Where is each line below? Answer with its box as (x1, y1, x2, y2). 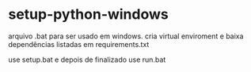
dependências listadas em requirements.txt (8, 39, 150, 49)
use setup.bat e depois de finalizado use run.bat (8, 55, 166, 64)
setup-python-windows (8, 5, 169, 23)
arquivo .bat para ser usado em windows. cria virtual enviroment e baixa (8, 31, 244, 41)
